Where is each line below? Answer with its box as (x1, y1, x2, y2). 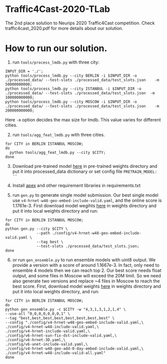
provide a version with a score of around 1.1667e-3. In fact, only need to (12, 262, 160, 268)
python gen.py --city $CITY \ (5, 226, 68, 231)
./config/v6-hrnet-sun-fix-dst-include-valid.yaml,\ (5, 333, 117, 338)
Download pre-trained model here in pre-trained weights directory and (12, 163, 158, 169)
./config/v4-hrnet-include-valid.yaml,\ (5, 329, 91, 334)
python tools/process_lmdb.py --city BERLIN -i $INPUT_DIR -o (5, 73, 137, 78)
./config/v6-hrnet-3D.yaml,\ (5, 337, 66, 342)
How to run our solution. (5, 43, 108, 54)
